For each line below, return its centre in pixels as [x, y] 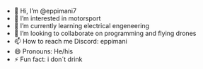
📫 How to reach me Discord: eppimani [70, 41]
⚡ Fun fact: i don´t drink [48, 59]
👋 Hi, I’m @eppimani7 [45, 11]
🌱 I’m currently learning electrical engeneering [82, 26]
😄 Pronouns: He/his [43, 51]
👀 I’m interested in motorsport [57, 18]
